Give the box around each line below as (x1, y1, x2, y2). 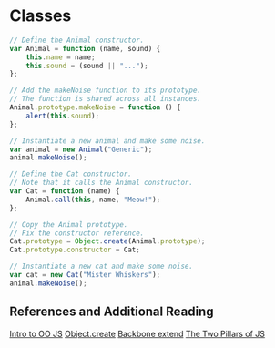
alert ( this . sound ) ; (25, 111, 100, 120)
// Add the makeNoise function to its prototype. (9, 86, 202, 96)
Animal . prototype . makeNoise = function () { (9, 103, 181, 112)
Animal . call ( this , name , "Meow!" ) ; (25, 195, 161, 204)
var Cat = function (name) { (9, 187, 120, 196)
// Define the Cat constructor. (9, 169, 132, 179)
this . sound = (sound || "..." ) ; (25, 61, 148, 70)
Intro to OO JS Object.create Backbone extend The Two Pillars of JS (9, 328, 266, 339)
